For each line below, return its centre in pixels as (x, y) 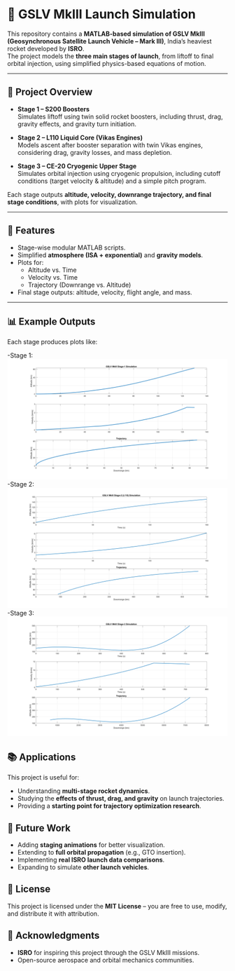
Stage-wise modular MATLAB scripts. (71, 247)
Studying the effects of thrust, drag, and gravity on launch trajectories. (121, 799)
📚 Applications (42, 757)
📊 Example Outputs (51, 321)
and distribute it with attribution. (53, 914)
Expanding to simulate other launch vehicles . (83, 867)
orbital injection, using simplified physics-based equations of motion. (107, 63)
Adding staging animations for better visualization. (91, 845)
